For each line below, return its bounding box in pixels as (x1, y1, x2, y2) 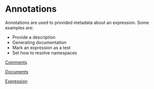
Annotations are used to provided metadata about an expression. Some (5, 20, 149, 25)
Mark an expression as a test (12, 44, 71, 50)
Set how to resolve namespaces (12, 50, 77, 56)
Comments (5, 59, 27, 65)
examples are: (5, 24, 34, 30)
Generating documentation (12, 39, 67, 45)
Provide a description (12, 34, 55, 40)
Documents (5, 68, 28, 74)
